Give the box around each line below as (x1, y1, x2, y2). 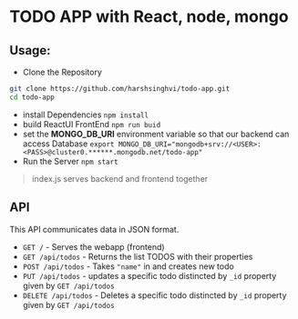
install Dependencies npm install (22, 109, 149, 120)
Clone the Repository (22, 66, 103, 77)
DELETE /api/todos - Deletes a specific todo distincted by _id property (22, 289, 287, 301)
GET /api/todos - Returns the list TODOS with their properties (22, 251, 253, 262)
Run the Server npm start (22, 155, 118, 166)
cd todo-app (9, 93, 55, 102)
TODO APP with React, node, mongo (9, 6, 289, 27)
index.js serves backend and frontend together (31, 173, 209, 184)
